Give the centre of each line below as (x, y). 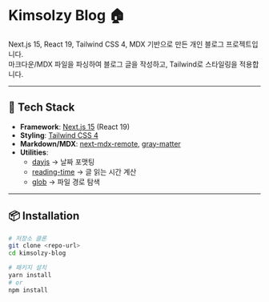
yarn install (30, 276)
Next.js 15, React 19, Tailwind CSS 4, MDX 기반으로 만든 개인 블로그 (116, 44)
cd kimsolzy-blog (37, 253)
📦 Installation (44, 216)
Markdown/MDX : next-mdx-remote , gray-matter (100, 143)
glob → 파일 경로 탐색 (66, 182)
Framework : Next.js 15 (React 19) (75, 127)
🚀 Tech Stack (42, 108)
